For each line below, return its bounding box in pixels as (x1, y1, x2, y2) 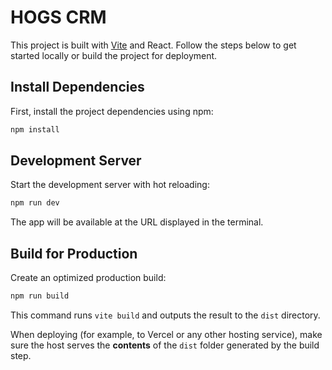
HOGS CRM (10, 6, 107, 29)
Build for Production (10, 245, 138, 262)
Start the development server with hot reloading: (10, 179, 210, 191)
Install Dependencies (10, 79, 145, 96)
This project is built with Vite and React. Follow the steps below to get (10, 39, 297, 51)
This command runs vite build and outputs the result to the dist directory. (10, 309, 321, 321)
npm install (10, 124, 60, 135)
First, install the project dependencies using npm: (10, 105, 214, 117)
